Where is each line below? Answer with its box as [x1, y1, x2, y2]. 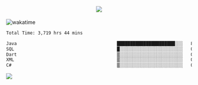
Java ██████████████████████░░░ [6, 40, 183, 46]
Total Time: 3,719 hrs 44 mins [6, 30, 83, 36]
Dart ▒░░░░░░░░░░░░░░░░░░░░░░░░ [6, 52, 183, 57]
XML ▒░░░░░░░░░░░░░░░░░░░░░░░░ [6, 57, 183, 63]
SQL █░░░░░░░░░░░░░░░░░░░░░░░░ [6, 46, 183, 52]
